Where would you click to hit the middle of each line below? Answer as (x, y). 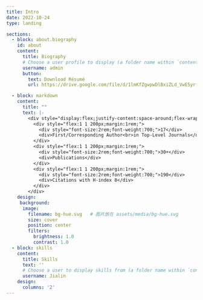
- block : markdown (35, 96)
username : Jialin (44, 276)
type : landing (24, 23)
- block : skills (32, 248)
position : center (50, 225)
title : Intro (23, 12)
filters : (39, 231)
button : (32, 73)
